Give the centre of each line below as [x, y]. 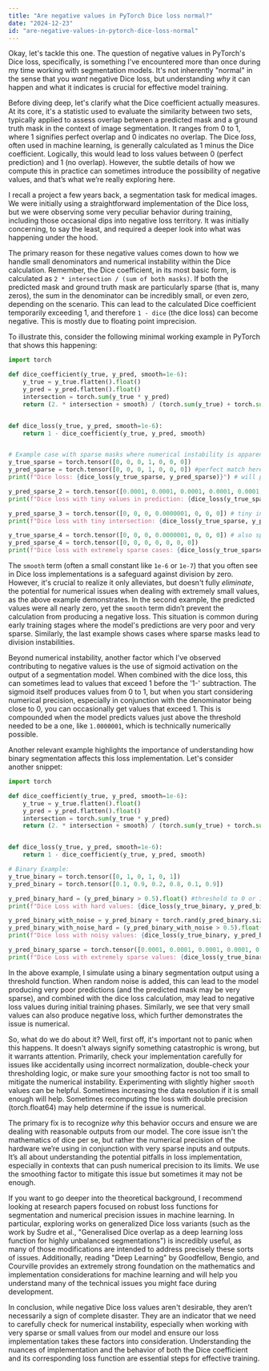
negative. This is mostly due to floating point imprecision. [103, 321]
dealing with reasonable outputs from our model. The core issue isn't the [128, 1131]
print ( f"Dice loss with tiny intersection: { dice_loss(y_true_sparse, [128, 521]
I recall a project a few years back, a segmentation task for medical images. [133, 195]
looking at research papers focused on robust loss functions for [113, 1206]
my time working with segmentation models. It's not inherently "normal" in [130, 71]
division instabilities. [42, 642]
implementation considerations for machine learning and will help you [123, 1274]
